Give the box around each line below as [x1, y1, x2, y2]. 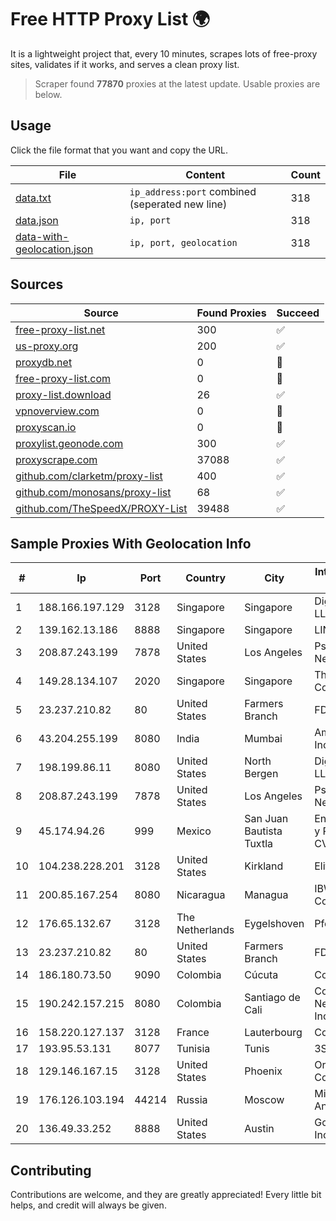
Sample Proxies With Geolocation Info [10, 535, 252, 552]
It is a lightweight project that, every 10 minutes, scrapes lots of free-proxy [10, 47, 318, 60]
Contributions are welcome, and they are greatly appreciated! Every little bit [10, 1189, 322, 1201]
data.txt [15, 191, 52, 205]
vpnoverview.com [15, 404, 100, 418]
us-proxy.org [15, 339, 79, 353]
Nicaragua [176, 888, 226, 902]
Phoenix [244, 1064, 283, 1078]
